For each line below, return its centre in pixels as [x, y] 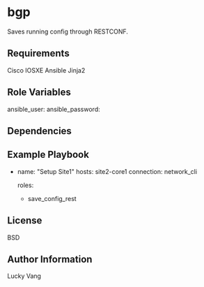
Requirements [38, 53]
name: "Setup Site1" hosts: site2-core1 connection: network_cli [107, 171]
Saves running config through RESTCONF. [68, 31]
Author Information [50, 259]
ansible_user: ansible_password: [54, 109]
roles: [25, 185]
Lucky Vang [24, 276]
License [25, 221]
